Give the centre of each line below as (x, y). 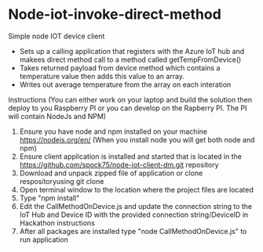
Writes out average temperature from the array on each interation (125, 85)
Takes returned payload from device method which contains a (120, 67)
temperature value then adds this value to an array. (102, 76)
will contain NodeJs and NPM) (57, 116)
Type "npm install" (49, 198)
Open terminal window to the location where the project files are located (136, 189)
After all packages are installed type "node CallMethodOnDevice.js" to (133, 231)
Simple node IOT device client (57, 36)
